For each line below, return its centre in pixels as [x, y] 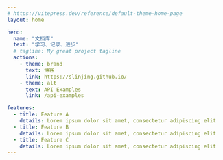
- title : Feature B [41, 127]
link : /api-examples [55, 96]
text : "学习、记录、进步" [46, 45]
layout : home [26, 20]
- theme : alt [38, 83]
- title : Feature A [41, 115]
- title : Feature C [41, 140]
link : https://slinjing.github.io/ [76, 77]
